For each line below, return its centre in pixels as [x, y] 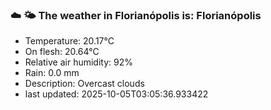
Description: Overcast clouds [84, 84]
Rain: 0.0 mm [52, 73]
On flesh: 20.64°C [62, 52]
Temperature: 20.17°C [69, 41]
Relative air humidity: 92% [78, 62]
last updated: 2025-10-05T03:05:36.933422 [116, 94]
